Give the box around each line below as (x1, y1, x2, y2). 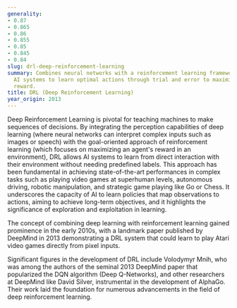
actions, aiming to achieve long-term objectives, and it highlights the (7, 198, 206, 206)
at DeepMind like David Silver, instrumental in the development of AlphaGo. (7, 278, 226, 286)
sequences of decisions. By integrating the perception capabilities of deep (7, 123, 224, 131)
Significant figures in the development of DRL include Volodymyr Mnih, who (7, 255, 228, 263)
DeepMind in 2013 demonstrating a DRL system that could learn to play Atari (7, 234, 229, 242)
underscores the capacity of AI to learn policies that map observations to (7, 190, 220, 199)
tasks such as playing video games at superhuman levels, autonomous (7, 175, 213, 184)
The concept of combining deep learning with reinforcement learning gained (7, 219, 230, 227)
